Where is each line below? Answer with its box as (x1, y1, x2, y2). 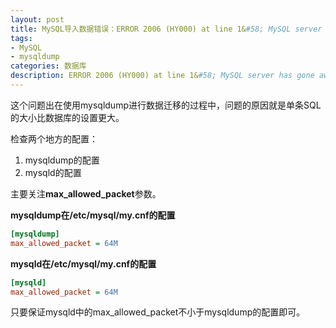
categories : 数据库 (10, 61, 87, 71)
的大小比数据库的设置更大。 (10, 111, 125, 123)
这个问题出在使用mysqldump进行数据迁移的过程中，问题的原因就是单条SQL (10, 99, 322, 111)
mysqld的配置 (24, 166, 82, 178)
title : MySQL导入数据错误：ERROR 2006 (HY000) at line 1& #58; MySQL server (10, 24, 323, 34)
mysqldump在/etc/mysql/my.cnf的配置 (10, 209, 176, 221)
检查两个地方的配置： (10, 132, 98, 145)
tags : (10, 33, 33, 43)
